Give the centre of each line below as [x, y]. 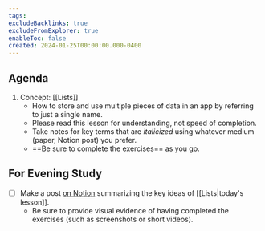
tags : [17, 16]
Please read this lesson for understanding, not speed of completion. [144, 123]
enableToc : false [37, 38]
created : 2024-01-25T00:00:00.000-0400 [75, 46]
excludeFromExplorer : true [53, 30]
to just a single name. [67, 114]
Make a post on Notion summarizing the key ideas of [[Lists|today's [132, 192]
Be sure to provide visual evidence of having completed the [130, 210]
